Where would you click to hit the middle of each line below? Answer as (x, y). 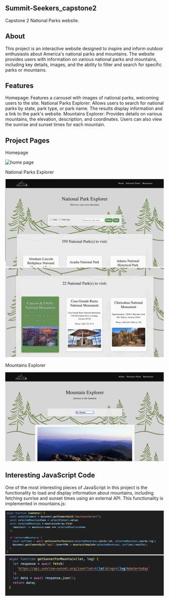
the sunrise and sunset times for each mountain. (55, 125)
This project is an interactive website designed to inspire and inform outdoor (84, 48)
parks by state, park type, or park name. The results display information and (84, 108)
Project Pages (27, 140)
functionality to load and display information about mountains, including (79, 493)
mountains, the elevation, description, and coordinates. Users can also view (84, 119)
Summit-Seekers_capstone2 (51, 8)
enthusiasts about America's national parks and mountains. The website (80, 54)
